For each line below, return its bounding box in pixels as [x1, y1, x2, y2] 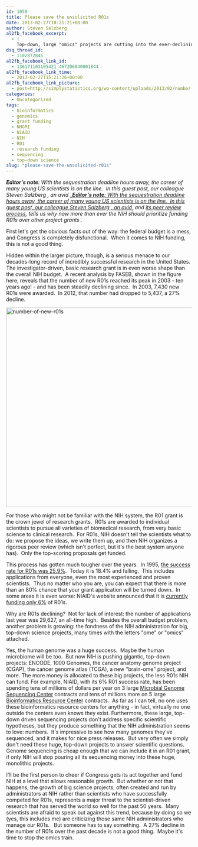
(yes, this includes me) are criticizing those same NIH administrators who [6, 815, 184, 822]
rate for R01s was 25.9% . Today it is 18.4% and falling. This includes [6, 567, 175, 575]
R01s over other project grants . [6, 216, 82, 223]
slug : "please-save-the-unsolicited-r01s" [6, 163, 112, 168]
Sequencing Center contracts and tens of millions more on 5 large [6, 691, 166, 698]
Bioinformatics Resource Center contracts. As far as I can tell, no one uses [6, 697, 189, 704]
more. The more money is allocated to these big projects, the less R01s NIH [6, 672, 189, 679]
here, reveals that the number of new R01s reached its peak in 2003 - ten [6, 277, 184, 284]
